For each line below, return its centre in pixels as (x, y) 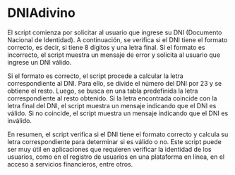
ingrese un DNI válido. (40, 62)
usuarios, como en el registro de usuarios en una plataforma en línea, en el (116, 157)
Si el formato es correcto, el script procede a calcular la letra (95, 76)
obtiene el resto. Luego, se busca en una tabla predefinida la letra (103, 91)
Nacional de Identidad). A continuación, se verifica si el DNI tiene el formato (117, 39)
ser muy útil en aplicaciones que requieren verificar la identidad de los (109, 149)
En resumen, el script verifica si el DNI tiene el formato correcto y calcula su (118, 134)
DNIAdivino (41, 13)
